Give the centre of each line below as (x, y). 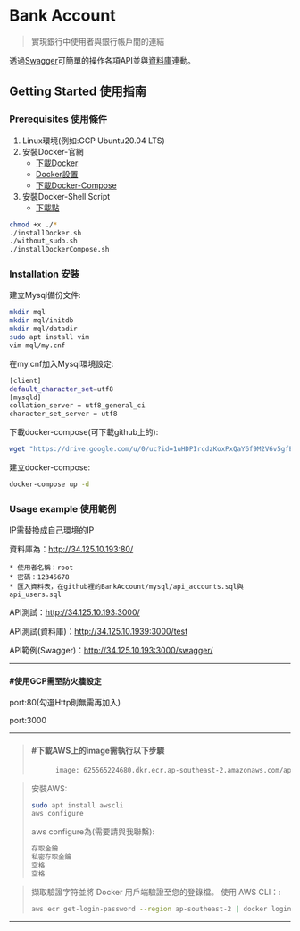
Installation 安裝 (45, 274)
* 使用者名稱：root (42, 568)
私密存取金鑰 (51, 857)
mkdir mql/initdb (42, 320)
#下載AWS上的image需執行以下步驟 (98, 751)
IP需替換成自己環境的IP (52, 530)
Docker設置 (57, 174)
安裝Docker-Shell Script (66, 196)
